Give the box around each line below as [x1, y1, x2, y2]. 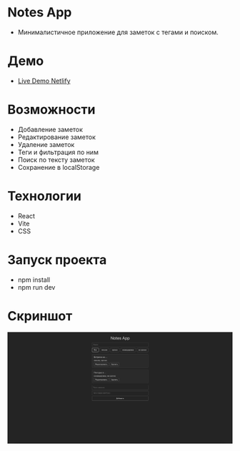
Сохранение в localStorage [17, 163, 100, 171]
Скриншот [7, 308, 73, 324]
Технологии [7, 188, 82, 204]
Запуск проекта [7, 251, 107, 268]
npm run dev [17, 283, 56, 291]
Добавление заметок [17, 125, 84, 133]
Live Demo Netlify [17, 76, 71, 85]
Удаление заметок [17, 140, 75, 148]
